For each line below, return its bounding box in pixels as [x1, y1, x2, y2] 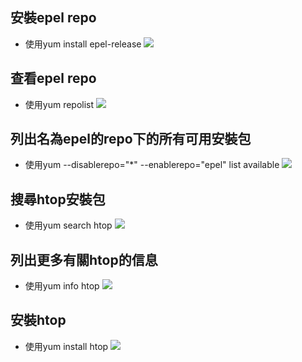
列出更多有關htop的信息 [10, 251, 158, 268]
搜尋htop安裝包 [10, 191, 106, 208]
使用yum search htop [24, 219, 113, 232]
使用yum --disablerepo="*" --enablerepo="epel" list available [24, 159, 280, 171]
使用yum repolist [24, 98, 95, 110]
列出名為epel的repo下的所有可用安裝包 [10, 131, 252, 148]
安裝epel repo [10, 9, 97, 27]
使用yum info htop [24, 280, 100, 292]
